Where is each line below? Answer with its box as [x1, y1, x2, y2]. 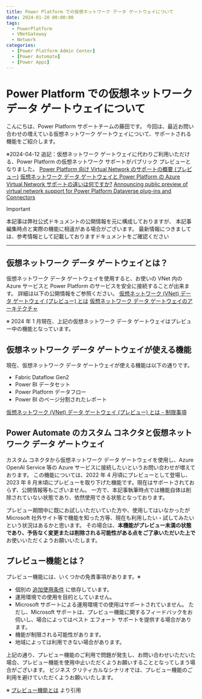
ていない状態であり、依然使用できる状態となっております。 [22, 493, 168, 501]
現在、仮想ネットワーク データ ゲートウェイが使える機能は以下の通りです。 [6, 362, 194, 369]
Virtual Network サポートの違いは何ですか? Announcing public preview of [6, 181, 188, 188]
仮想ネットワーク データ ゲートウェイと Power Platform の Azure [20, 173, 180, 180]
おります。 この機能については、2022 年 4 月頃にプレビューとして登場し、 [6, 471, 191, 478]
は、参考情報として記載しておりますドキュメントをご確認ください [6, 233, 170, 240]
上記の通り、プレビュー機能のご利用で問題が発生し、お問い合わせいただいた [6, 651, 196, 658]
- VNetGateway [11, 31, 47, 37]
